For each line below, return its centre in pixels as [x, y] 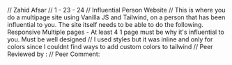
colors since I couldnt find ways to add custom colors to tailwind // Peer [110, 47]
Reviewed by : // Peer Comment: [54, 54]
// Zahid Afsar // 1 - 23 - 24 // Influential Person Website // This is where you [116, 10]
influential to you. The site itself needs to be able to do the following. [106, 25]
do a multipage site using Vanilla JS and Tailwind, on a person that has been [116, 17]
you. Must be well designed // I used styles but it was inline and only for [110, 39]
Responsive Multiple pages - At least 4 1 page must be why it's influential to [116, 32]
